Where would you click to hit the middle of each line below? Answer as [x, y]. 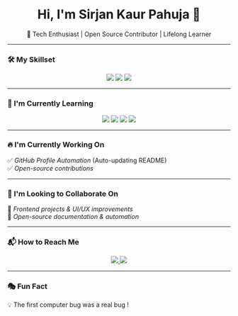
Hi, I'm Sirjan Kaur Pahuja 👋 [119, 15]
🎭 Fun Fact [28, 286]
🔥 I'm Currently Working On [56, 145]
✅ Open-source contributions [50, 168]
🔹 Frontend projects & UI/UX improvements [70, 209]
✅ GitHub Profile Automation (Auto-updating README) [87, 160]
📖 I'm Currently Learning [50, 103]
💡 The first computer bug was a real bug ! [68, 305]
